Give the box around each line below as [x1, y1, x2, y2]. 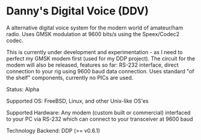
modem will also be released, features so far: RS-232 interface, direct [6, 61, 179, 68]
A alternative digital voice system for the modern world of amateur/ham [6, 24, 184, 31]
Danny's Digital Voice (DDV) [6, 4, 149, 18]
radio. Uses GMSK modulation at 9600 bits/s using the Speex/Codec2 [6, 30, 179, 37]
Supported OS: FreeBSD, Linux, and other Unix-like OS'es [6, 97, 149, 105]
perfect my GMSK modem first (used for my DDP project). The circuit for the [6, 55, 196, 62]
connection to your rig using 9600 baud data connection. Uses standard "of [6, 67, 194, 75]
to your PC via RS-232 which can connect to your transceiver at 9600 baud [6, 115, 194, 123]
